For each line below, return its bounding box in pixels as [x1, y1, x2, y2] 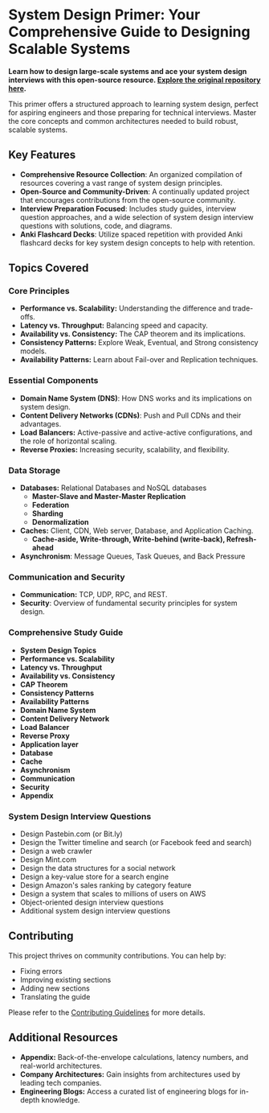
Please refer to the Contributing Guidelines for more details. [8, 1008, 206, 1017]
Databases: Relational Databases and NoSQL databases [19, 483, 207, 493]
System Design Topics [19, 645, 97, 655]
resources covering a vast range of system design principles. [19, 178, 223, 188]
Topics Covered [8, 262, 89, 275]
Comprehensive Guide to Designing [8, 23, 251, 41]
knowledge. [41, 1094, 80, 1104]
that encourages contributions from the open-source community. [19, 195, 236, 204]
